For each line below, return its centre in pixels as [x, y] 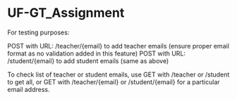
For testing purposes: [38, 32]
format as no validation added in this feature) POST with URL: [96, 53]
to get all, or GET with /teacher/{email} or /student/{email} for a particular [114, 81]
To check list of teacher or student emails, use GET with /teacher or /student [119, 74]
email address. [29, 89]
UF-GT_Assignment [66, 13]
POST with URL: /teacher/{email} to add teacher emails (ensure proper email [118, 46]
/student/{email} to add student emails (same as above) [88, 60]
